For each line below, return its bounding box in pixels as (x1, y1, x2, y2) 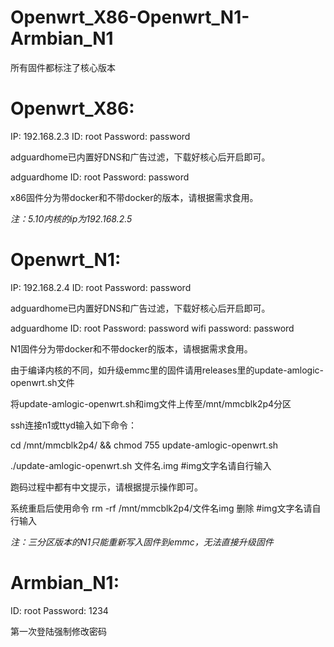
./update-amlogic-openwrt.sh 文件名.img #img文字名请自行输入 (10, 459, 272, 471)
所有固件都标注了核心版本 (10, 61, 116, 73)
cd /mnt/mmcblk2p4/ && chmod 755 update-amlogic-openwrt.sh (10, 439, 279, 451)
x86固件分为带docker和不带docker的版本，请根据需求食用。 (10, 191, 259, 203)
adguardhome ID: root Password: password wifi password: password (10, 322, 295, 334)
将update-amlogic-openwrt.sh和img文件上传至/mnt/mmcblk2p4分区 (10, 397, 292, 410)
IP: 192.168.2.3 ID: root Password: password (10, 130, 191, 142)
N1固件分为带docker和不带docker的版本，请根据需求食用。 (10, 342, 253, 355)
